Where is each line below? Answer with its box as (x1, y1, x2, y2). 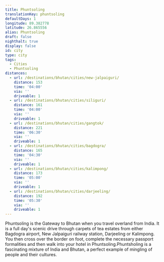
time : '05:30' (14, 198, 43, 203)
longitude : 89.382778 (5, 21, 49, 26)
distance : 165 (14, 148, 43, 153)
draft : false (5, 35, 32, 40)
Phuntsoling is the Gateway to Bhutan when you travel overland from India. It (5, 220, 160, 226)
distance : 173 (14, 171, 43, 176)
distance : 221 (14, 125, 43, 130)
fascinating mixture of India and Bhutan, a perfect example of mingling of (5, 246, 153, 252)
